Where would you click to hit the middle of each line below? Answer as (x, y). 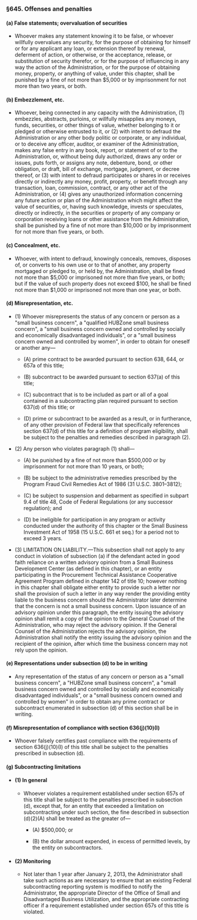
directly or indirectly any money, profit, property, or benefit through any (101, 182)
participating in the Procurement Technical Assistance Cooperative (96, 574)
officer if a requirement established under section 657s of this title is (106, 906)
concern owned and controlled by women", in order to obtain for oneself (102, 341)
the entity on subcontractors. (67, 847)
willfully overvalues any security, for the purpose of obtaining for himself (103, 42)
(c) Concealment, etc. (33, 245)
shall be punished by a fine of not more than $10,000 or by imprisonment (103, 225)
